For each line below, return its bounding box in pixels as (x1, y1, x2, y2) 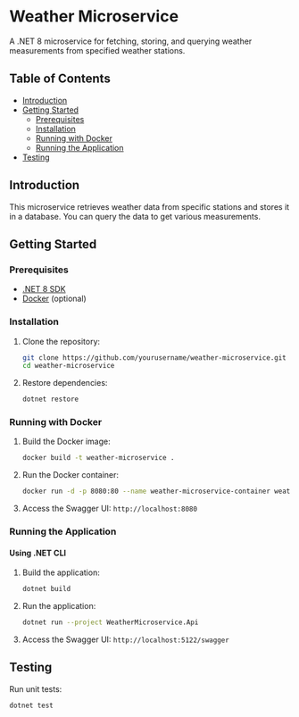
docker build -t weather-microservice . (21, 454, 175, 463)
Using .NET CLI (9, 547, 67, 558)
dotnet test (9, 701, 54, 710)
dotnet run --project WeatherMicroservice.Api (21, 618, 199, 627)
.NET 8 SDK (21, 284, 66, 295)
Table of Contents (9, 71, 112, 87)
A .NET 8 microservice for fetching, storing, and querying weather (9, 36, 253, 46)
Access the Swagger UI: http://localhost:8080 (21, 503, 198, 514)
